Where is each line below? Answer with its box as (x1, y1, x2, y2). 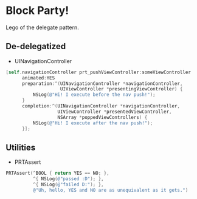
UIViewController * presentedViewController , (57, 109, 172, 115)
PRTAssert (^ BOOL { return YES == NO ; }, (5, 170, 110, 177)
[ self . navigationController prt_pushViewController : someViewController (5, 69, 191, 75)
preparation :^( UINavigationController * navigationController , (21, 80, 183, 87)
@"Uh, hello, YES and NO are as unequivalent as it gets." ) (32, 187, 188, 193)
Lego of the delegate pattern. (5, 24, 80, 31)
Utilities (5, 142, 36, 152)
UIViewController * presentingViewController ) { (60, 86, 183, 92)
